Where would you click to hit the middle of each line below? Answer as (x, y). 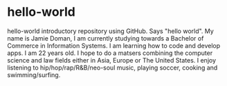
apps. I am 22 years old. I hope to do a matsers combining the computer (110, 53)
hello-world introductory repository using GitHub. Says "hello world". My (111, 31)
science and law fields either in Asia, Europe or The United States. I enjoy (112, 60)
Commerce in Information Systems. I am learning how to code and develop (114, 45)
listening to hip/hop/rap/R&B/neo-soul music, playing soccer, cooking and (112, 67)
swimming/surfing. (34, 75)
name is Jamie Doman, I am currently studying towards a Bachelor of (106, 38)
